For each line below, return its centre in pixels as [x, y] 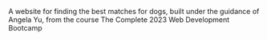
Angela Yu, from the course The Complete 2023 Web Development [119, 20]
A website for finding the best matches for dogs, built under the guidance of [134, 11]
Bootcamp [25, 28]
